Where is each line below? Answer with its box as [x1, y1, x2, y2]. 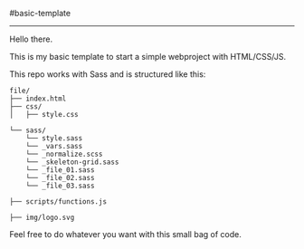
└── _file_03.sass [25, 181, 95, 190]
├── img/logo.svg [9, 213, 75, 222]
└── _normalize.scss [25, 149, 103, 158]
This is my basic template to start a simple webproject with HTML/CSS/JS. [9, 52, 287, 62]
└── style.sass [25, 134, 83, 143]
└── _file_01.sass [25, 166, 95, 175]
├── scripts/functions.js [9, 197, 107, 206]
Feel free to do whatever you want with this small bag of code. [9, 229, 242, 239]
